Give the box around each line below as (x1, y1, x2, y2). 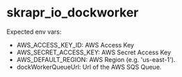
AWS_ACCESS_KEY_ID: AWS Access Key (16, 41, 135, 49)
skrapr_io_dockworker (6, 5, 139, 21)
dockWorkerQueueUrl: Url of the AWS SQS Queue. (16, 63, 162, 71)
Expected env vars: (6, 27, 62, 36)
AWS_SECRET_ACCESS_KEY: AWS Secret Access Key (16, 48, 172, 56)
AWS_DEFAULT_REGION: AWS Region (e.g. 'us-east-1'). (16, 55, 176, 63)
